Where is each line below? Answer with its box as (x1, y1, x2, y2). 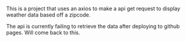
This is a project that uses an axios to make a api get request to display (6, 5, 181, 12)
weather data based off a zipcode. (6, 11, 91, 18)
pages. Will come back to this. (6, 29, 80, 36)
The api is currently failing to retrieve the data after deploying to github (6, 23, 180, 30)
